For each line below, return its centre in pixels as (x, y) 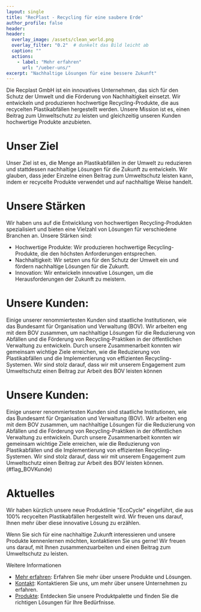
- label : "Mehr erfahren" (49, 62)
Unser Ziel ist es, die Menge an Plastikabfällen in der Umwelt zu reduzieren (99, 163)
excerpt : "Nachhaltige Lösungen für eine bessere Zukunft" (82, 73)
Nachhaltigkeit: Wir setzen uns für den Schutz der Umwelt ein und (97, 260)
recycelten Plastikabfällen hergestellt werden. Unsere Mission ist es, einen (98, 109)
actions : (22, 56)
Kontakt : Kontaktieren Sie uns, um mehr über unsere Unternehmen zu (101, 583)
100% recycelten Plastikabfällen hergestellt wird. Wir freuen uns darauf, (95, 516)
